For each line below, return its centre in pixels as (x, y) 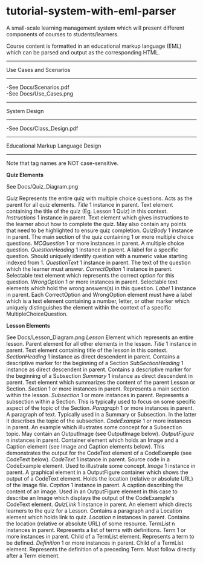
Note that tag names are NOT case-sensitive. (63, 163)
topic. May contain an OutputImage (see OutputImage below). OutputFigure (100, 433)
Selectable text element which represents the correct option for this (90, 275)
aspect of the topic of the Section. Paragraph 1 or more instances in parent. (100, 408)
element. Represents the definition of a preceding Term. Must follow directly (101, 549)
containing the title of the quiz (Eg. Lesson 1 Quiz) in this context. (87, 211)
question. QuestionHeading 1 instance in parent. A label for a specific (92, 250)
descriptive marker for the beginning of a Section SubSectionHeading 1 (95, 363)
